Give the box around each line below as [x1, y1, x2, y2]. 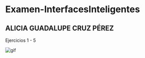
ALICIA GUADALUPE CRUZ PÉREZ [5, 24, 114, 33]
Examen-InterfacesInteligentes [5, 4, 140, 15]
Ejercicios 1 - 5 [5, 37, 36, 43]
